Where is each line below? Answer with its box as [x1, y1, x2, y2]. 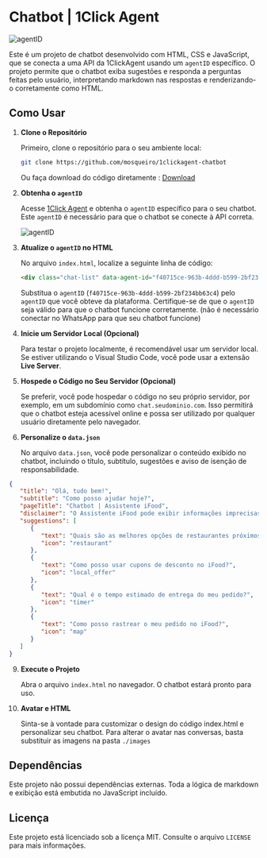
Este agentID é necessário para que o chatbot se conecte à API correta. [20, 211, 254, 222]
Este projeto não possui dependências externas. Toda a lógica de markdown [9, 779, 259, 790]
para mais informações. [9, 841, 86, 850]
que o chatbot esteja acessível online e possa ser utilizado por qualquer [20, 408, 256, 418]
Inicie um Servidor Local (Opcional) [20, 328, 139, 338]
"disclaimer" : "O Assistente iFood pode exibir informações [19, 509, 223, 517]
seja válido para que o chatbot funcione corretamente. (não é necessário [20, 304, 259, 314]
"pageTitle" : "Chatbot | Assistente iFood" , [19, 502, 170, 510]
